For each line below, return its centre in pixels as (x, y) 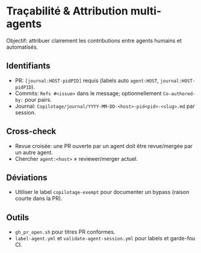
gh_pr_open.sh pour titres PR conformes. (65, 232)
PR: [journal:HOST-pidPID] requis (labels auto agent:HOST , (87, 80)
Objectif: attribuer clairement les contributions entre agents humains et (94, 40)
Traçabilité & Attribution (67, 11)
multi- (146, 11)
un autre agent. (34, 152)
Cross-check (31, 132)
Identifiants (28, 66)
